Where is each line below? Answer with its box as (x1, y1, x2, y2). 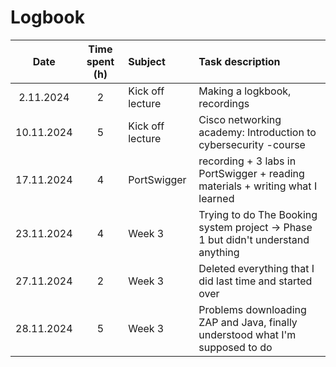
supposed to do (198, 340, 273, 354)
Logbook (10, 6, 85, 29)
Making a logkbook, (198, 84, 292, 98)
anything (198, 245, 240, 259)
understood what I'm (198, 327, 297, 341)
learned (198, 191, 235, 205)
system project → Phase (198, 220, 313, 234)
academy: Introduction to (198, 125, 317, 139)
